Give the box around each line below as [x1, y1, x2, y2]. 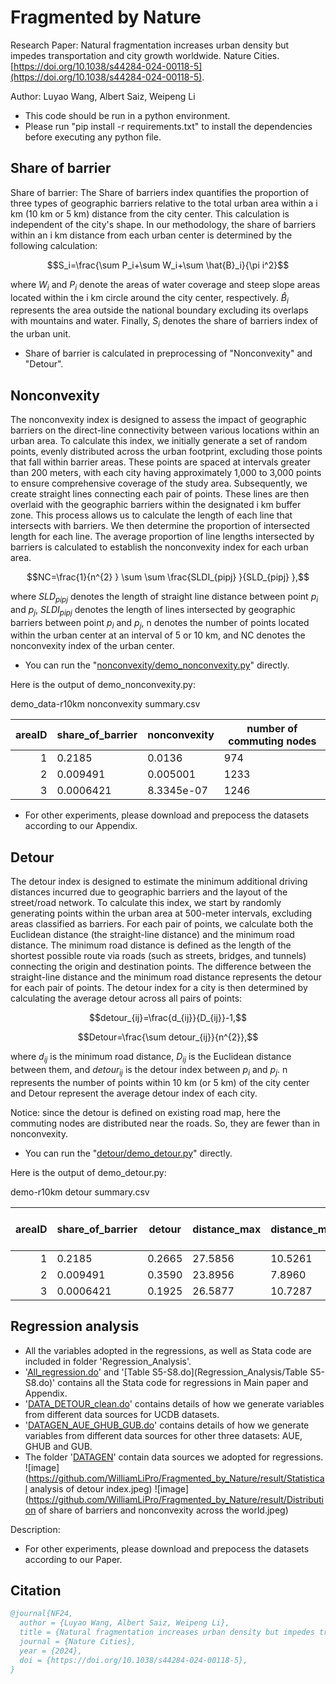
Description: [10, 1523, 61, 1535]
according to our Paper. [24, 1553, 123, 1565]
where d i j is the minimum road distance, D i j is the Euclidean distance [10, 1051, 292, 1065]
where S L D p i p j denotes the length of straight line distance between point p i [10, 590, 319, 605]
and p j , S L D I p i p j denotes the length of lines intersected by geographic [10, 603, 296, 618]
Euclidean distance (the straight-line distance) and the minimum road [10, 929, 295, 941]
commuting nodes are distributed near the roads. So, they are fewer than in [10, 1117, 321, 1129]
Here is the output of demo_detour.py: [10, 1166, 167, 1178]
